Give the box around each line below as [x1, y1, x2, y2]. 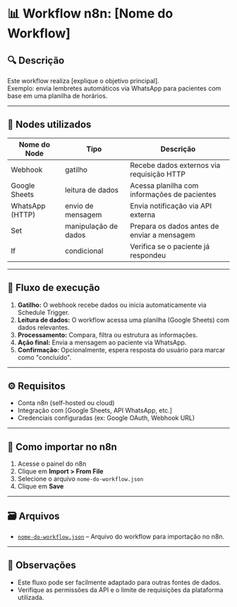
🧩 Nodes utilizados [7, 119, 92, 131]
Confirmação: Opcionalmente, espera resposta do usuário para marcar [17, 345, 226, 354]
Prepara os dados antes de [130, 221, 219, 231]
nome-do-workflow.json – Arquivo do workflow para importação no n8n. [17, 532, 225, 541]
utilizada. [17, 593, 44, 601]
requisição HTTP [130, 169, 186, 179]
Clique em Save [17, 482, 64, 491]
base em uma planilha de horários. [7, 92, 108, 100]
